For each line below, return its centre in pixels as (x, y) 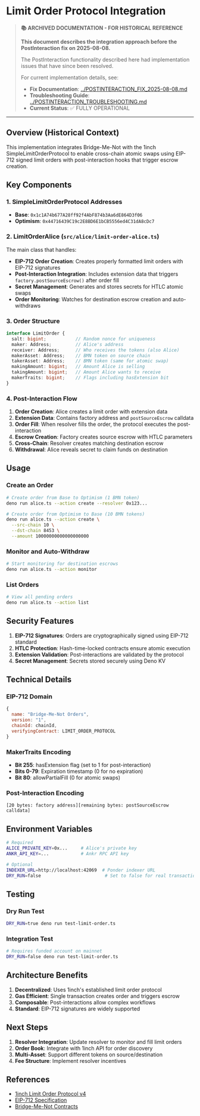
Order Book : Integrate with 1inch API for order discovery (84, 1048)
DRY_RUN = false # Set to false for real (86, 876)
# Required (20, 843)
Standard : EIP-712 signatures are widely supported (77, 1009)
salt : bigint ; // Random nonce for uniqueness (84, 339)
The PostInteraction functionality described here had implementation (105, 59)
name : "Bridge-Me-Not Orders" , (50, 715)
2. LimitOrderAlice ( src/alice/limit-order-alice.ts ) (83, 237)
